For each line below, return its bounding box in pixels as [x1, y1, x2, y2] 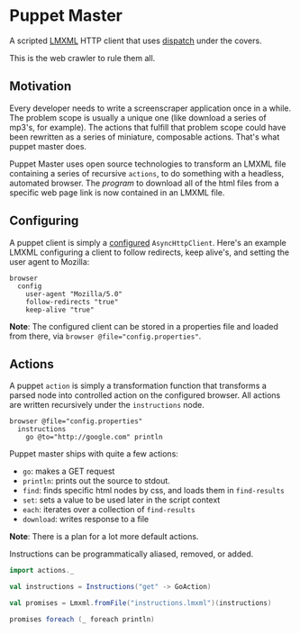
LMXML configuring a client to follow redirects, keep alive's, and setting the [9, 247, 290, 258]
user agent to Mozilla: [9, 256, 90, 267]
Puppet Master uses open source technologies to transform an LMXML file [9, 158, 286, 169]
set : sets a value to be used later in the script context [22, 494, 221, 505]
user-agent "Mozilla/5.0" [25, 289, 123, 298]
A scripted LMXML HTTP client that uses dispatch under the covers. [9, 35, 263, 46]
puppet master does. [9, 140, 87, 151]
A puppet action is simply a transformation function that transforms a [9, 380, 268, 392]
